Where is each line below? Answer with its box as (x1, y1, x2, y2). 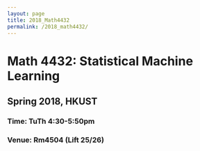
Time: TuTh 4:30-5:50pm (7, 116, 95, 126)
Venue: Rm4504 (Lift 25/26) (7, 135, 104, 145)
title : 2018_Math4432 (7, 17, 70, 24)
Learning (7, 67, 60, 84)
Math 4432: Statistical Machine (7, 53, 193, 69)
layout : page (7, 10, 45, 17)
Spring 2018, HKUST (7, 95, 98, 107)
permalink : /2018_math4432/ (7, 23, 89, 30)
